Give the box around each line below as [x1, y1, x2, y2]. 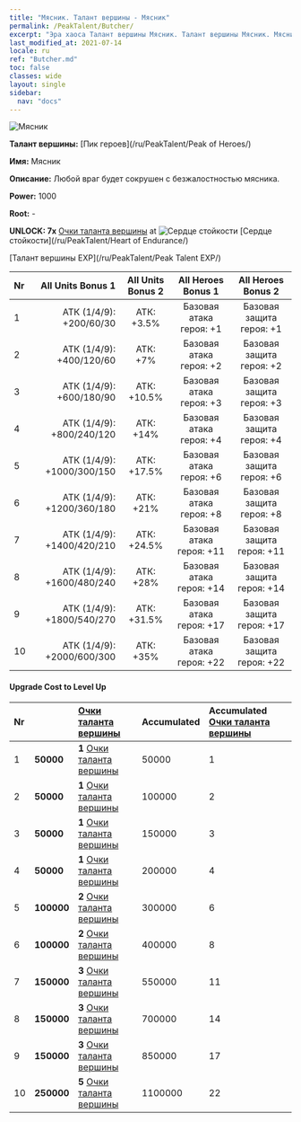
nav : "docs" [17, 96, 63, 106]
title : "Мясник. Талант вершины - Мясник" [9, 13, 170, 22]
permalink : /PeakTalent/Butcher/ [9, 22, 134, 31]
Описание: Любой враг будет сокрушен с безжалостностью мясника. [9, 173, 280, 184]
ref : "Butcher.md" [9, 55, 78, 64]
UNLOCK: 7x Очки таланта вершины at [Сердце [9, 225, 272, 236]
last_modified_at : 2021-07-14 [9, 38, 123, 48]
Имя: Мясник [9, 156, 61, 167]
